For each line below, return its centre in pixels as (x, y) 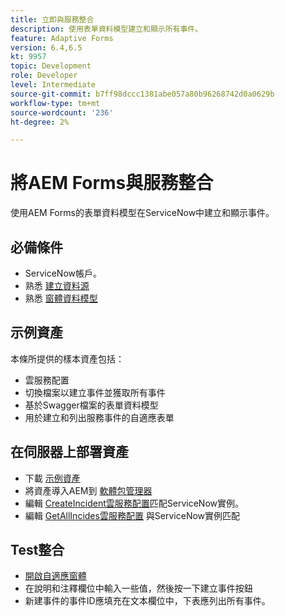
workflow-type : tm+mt (55, 103)
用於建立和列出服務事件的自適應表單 (99, 417)
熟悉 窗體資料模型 (61, 298)
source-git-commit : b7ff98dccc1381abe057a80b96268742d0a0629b (142, 94)
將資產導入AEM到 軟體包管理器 (88, 490)
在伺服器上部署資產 (69, 452)
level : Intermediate (53, 85)
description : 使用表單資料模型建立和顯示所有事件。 (106, 29)
